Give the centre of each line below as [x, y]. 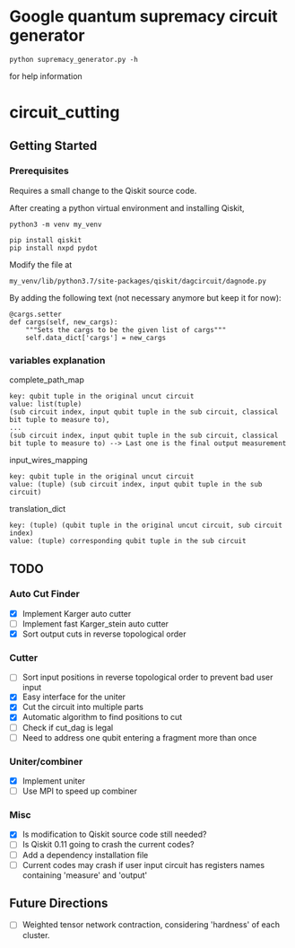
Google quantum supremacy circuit [143, 17]
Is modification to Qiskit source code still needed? [114, 834]
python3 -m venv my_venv [56, 224]
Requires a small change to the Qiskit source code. [103, 190]
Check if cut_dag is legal [68, 727]
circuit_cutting [65, 113]
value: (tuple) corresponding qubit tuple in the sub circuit [128, 541]
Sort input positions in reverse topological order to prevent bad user [147, 677]
